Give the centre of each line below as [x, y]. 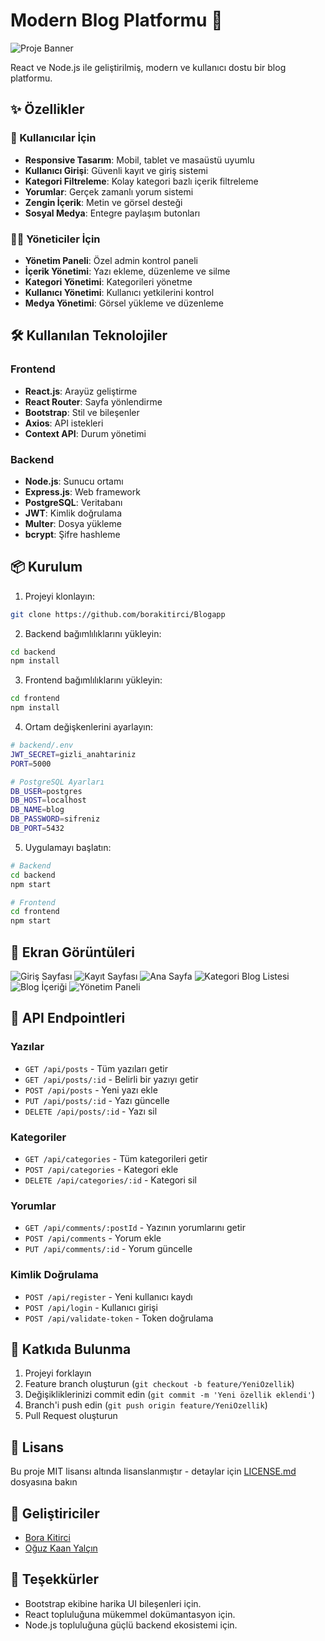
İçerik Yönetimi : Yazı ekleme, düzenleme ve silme [127, 271]
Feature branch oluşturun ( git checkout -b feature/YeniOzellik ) [159, 1384]
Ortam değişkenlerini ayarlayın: [88, 727]
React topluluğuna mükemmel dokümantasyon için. [130, 1614]
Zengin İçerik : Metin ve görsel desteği [103, 202]
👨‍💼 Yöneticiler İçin [55, 239]
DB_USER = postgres [46, 791]
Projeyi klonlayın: [59, 596]
